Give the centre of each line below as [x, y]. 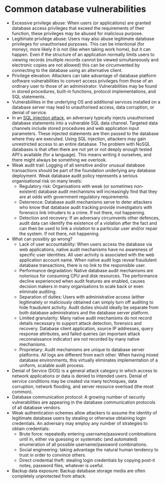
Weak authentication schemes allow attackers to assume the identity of [84, 413]
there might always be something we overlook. [59, 160]
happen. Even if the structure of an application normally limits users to [83, 54]
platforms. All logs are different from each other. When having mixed [89, 355]
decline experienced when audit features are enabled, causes [82, 281]
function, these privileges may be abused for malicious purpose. [77, 33]
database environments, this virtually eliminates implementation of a [88, 360]
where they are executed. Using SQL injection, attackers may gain [79, 139]
